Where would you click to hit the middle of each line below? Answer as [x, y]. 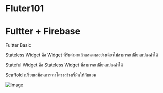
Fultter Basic [18, 45]
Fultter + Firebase [43, 32]
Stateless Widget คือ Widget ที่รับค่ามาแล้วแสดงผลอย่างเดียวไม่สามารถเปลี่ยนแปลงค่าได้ [82, 55]
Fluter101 [25, 9]
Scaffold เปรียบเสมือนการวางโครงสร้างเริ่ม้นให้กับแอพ [51, 75]
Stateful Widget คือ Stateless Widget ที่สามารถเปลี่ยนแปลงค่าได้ [64, 65]
